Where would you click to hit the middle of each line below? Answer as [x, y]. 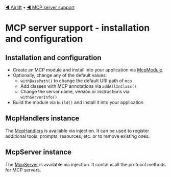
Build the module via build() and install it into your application [78, 102]
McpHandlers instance [42, 119]
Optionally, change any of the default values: [60, 75]
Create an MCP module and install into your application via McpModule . [88, 70]
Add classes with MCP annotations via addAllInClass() [78, 86]
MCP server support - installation [78, 28]
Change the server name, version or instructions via [75, 92]
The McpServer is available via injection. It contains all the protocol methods [86, 164]
